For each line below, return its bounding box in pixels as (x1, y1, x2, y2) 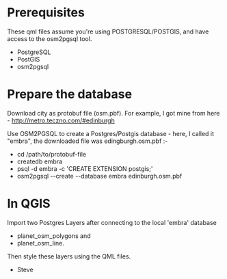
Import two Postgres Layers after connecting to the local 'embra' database (7, 218, 217, 226)
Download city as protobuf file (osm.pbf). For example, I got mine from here (7, 109, 220, 117)
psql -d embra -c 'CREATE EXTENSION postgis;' (16, 164, 153, 172)
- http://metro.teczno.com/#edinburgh (7, 116, 115, 124)
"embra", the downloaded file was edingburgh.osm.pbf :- (7, 137, 168, 145)
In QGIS (7, 196, 51, 211)
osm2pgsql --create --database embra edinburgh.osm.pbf (16, 172, 183, 180)
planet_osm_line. (16, 239, 65, 247)
